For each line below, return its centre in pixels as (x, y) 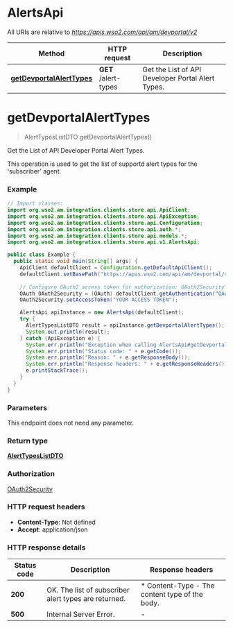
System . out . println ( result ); (68, 332)
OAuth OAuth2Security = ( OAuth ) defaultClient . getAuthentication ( (118, 294)
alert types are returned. (86, 599)
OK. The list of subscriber (88, 590)
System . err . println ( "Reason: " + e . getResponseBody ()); (108, 358)
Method (51, 53)
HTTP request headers (46, 507)
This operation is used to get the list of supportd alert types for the (102, 164)
